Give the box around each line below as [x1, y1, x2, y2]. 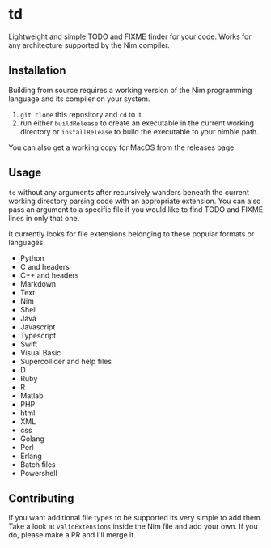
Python [19, 253, 44, 263]
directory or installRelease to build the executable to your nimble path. [19, 126, 259, 136]
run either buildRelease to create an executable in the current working [19, 118, 255, 128]
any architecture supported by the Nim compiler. [8, 40, 170, 49]
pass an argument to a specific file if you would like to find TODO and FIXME [8, 204, 264, 215]
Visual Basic [19, 347, 61, 357]
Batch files [19, 459, 56, 469]
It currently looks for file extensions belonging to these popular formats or [8, 228, 255, 239]
